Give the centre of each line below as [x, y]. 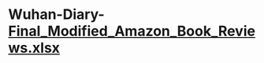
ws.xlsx [34, 48]
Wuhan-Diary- [56, 15]
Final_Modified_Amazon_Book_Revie [132, 31]
